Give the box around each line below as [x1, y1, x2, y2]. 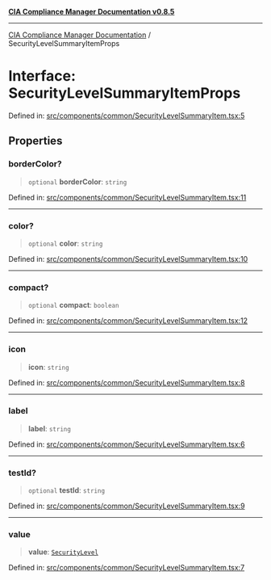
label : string [27, 423, 71, 433]
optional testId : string [27, 485, 106, 495]
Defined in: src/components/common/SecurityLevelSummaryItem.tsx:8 [8, 377, 245, 387]
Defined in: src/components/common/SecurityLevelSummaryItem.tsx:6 [8, 439, 245, 449]
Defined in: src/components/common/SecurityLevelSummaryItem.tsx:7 [8, 563, 245, 573]
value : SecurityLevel [27, 547, 99, 557]
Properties [8, 134, 63, 148]
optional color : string [27, 238, 103, 248]
